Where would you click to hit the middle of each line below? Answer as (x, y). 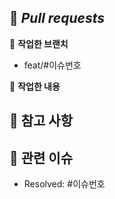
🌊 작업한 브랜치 (39, 43)
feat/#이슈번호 (52, 65)
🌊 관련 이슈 (41, 157)
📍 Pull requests (57, 18)
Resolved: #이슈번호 (64, 184)
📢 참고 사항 (41, 121)
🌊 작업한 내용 (35, 86)
